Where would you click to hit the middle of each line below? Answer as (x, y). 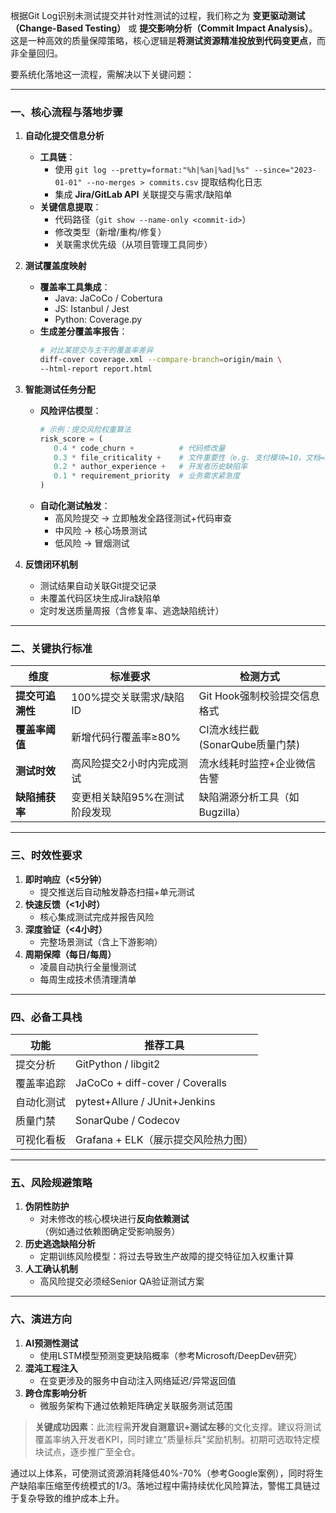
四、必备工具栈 (46, 1017)
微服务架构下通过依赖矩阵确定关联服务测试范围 (136, 1405)
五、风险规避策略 (51, 1182)
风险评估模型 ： (70, 410)
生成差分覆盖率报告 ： (83, 331)
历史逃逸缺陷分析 (60, 1244)
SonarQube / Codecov (128, 1120)
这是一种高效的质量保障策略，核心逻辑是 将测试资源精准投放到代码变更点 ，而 (168, 40)
